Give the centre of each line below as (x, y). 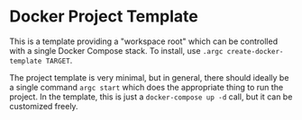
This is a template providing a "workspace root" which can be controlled (143, 41)
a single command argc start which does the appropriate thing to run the (146, 87)
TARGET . (59, 60)
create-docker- (255, 51)
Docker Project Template (104, 17)
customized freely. (44, 106)
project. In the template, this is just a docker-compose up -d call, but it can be (151, 97)
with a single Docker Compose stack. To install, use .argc (116, 50)
